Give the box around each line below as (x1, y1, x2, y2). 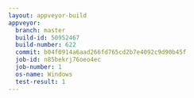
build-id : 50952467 (15, 33, 80, 42)
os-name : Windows (15, 70, 73, 78)
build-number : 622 (15, 41, 77, 49)
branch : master (15, 26, 66, 34)
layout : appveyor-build (8, 11, 87, 20)
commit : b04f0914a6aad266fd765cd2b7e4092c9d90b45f (15, 48, 187, 56)
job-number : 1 (15, 63, 62, 71)
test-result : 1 (15, 77, 66, 85)
